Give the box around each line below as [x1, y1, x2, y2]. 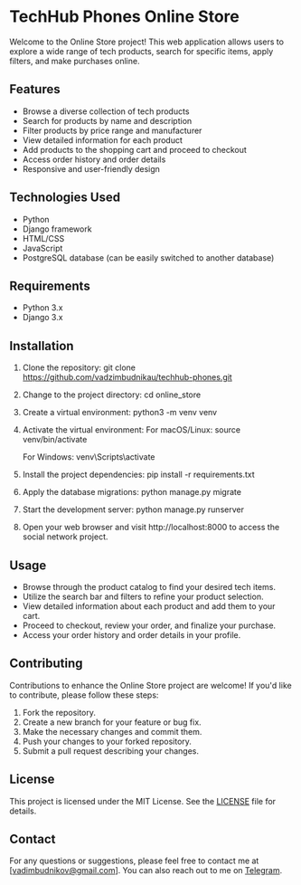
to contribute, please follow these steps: [9, 690, 159, 700]
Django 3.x [22, 312, 63, 323]
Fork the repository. [22, 707, 97, 718]
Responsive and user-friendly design [22, 163, 161, 174]
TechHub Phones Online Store [9, 6, 240, 27]
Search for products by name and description [22, 115, 193, 126]
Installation [9, 338, 74, 354]
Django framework [22, 224, 92, 234]
